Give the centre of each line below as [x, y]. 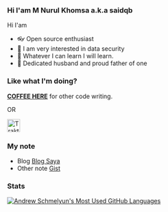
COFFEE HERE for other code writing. [60, 96]
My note [21, 146]
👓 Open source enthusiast [55, 39]
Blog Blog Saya [38, 161]
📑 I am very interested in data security [71, 49]
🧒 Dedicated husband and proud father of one [82, 63]
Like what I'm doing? [42, 81]
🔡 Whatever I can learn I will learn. [65, 56]
